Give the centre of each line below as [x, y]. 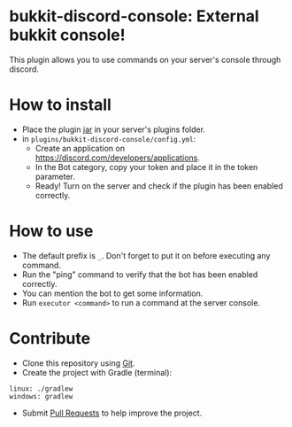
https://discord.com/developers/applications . [118, 158]
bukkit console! [67, 35]
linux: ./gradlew [41, 388]
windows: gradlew [41, 396]
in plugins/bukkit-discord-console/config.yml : [109, 138]
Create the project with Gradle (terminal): [97, 372]
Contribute [50, 338]
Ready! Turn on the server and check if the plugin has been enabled [159, 186]
